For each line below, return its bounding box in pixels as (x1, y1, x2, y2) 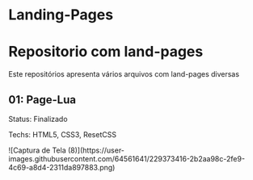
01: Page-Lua (8, 93, 77, 107)
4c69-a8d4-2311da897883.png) (8, 162, 116, 172)
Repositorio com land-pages (8, 43, 204, 61)
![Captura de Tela (8, 145, 66, 155)
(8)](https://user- (67, 145, 125, 155)
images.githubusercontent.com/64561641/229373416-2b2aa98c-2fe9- (8, 153, 245, 163)
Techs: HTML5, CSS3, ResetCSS (8, 129, 117, 139)
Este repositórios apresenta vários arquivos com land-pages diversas (8, 69, 240, 79)
